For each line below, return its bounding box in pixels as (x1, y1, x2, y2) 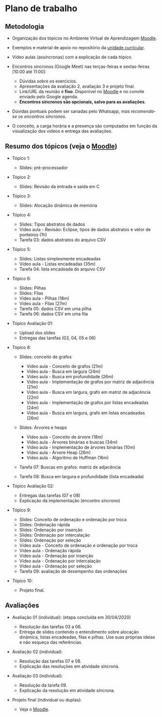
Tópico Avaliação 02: (12, 483, 54, 489)
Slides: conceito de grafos (19, 354, 72, 360)
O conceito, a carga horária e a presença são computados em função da (12, 123, 158, 129)
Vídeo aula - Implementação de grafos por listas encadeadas (26, 399, 149, 405)
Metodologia (5, 22, 45, 31)
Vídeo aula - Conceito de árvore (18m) (26, 434, 103, 440)
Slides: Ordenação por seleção (19, 537, 81, 543)
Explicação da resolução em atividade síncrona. (19, 687, 115, 693)
